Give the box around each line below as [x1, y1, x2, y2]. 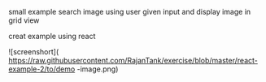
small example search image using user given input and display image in [8, 7, 251, 16]
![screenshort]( [8, 47, 59, 56]
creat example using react [8, 32, 96, 41]
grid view [8, 15, 40, 25]
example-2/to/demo [8, 64, 76, 74]
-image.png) [76, 64, 119, 74]
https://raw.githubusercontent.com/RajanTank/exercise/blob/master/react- [8, 56, 259, 65]
